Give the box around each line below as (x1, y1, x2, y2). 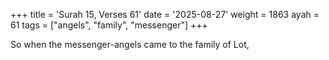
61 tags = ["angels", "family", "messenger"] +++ (10, 19, 208, 31)
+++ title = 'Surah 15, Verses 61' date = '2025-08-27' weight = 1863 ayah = (10, 9, 320, 20)
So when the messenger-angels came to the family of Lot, (10, 39, 250, 50)
